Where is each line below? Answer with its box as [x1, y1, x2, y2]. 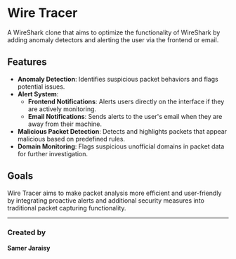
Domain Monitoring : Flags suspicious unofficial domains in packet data [17, 142, 225, 151]
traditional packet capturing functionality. [7, 203, 126, 212]
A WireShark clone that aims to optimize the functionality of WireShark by [7, 28, 221, 37]
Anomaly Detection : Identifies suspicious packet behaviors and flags [17, 75, 219, 83]
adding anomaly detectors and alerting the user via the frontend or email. [7, 35, 219, 44]
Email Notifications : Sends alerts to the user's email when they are [27, 112, 223, 120]
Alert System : [17, 89, 59, 98]
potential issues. [17, 82, 65, 91]
